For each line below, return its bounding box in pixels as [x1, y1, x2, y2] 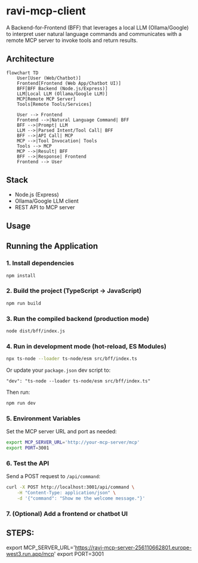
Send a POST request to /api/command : [6, 473, 101, 480]
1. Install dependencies [6, 259, 75, 267]
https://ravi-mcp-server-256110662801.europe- [75, 544, 192, 551]
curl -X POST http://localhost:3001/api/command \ [6, 484, 135, 491]
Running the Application [6, 241, 98, 252]
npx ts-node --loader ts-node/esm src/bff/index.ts [6, 356, 137, 362]
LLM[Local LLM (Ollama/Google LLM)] [17, 91, 109, 97]
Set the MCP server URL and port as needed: [6, 428, 117, 435]
